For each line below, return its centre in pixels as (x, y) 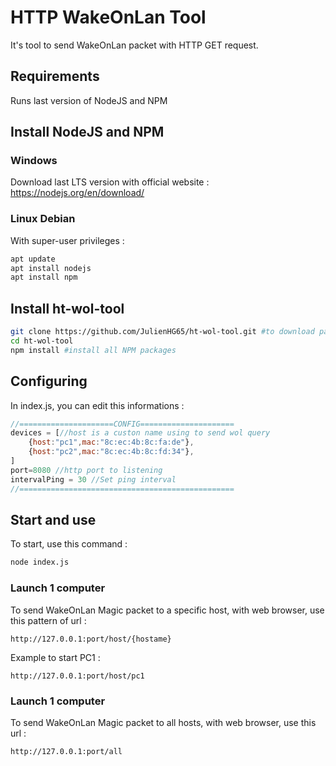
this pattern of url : (48, 620)
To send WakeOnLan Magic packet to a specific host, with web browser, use (167, 610)
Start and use (53, 520)
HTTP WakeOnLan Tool (108, 17)
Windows (34, 161)
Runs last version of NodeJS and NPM (89, 100)
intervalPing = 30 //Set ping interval (93, 479)
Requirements (55, 76)
